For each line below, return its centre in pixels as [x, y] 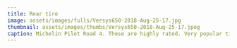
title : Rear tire [33, 14]
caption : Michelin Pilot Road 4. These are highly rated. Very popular [115, 34]
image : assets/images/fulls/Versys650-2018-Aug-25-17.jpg [94, 20]
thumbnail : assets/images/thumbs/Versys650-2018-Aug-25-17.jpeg [104, 27]
